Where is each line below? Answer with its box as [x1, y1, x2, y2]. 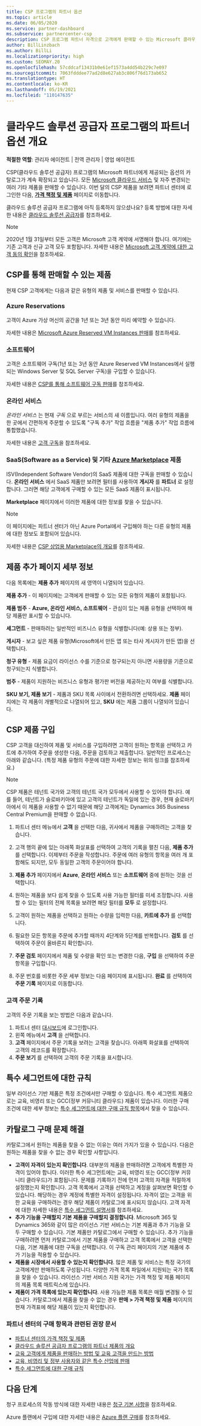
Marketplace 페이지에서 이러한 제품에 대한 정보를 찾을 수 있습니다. [6, 498, 163, 505]
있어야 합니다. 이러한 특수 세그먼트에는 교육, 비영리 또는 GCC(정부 [26, 1169, 180, 1176]
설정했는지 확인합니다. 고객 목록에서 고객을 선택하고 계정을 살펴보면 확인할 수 [14, 1184, 194, 1191]
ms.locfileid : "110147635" [6, 92, 74, 98]
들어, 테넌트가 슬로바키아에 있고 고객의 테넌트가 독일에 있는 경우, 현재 [12, 796, 173, 803]
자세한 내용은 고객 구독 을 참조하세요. [6, 439, 91, 447]
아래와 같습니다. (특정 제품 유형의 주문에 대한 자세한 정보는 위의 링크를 [6, 757, 169, 764]
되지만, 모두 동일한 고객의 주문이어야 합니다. [31, 858, 133, 866]
